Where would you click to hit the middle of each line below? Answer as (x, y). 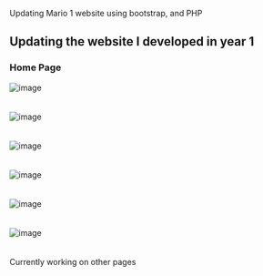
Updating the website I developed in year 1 (132, 41)
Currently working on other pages (73, 261)
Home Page (35, 67)
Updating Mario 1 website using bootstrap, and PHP (106, 13)
